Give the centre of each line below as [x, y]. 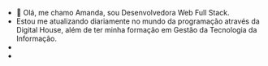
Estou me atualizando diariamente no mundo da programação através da [138, 21]
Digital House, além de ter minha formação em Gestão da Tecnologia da [136, 30]
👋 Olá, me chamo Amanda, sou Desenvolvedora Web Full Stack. [123, 13]
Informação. [37, 38]
